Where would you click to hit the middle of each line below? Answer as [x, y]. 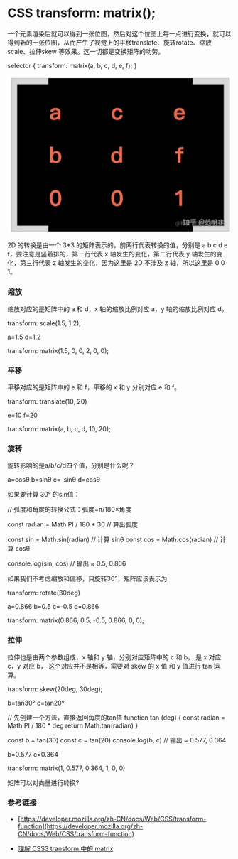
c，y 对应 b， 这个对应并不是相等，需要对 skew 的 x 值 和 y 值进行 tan [110, 666]
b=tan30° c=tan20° [36, 703]
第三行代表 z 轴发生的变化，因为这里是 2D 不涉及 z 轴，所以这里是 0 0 [122, 263]
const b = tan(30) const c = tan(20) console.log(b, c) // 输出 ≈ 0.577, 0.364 [117, 740]
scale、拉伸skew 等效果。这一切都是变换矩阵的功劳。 [86, 51]
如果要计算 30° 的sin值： [44, 495]
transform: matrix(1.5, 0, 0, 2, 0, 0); [58, 350]
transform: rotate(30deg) [44, 593]
